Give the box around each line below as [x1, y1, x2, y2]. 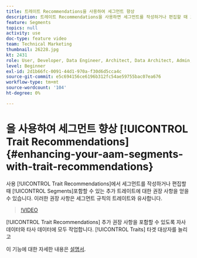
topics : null [6, 25, 38, 31]
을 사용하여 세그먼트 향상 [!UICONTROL [6, 122, 189, 135]
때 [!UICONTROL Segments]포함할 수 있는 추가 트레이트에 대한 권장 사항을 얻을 [6, 187, 189, 194]
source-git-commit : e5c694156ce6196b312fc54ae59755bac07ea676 [6, 74, 161, 80]
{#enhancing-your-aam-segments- [6, 147, 184, 161]
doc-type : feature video [6, 36, 67, 42]
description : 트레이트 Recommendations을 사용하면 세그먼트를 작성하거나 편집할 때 [6, 14, 188, 20]
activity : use [6, 30, 41, 36]
